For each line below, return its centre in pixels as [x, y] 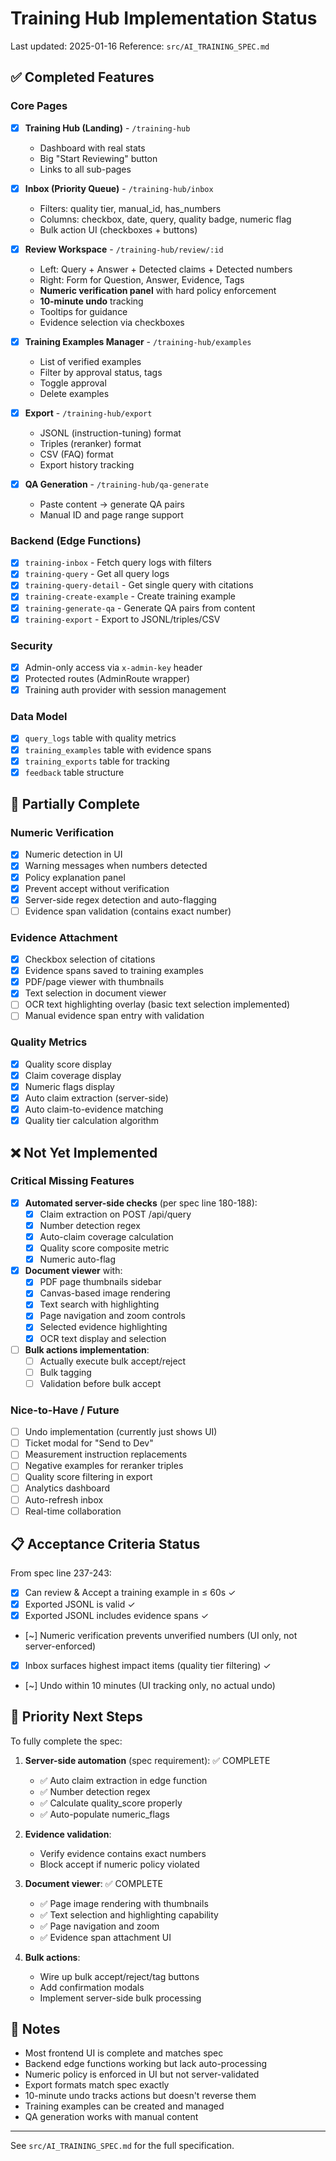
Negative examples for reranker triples [104, 1466]
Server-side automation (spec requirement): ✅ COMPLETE [147, 1760]
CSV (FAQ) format [76, 454]
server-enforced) [60, 1646]
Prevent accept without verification [97, 888]
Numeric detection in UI [73, 854]
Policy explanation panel [75, 877]
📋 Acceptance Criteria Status [105, 1544]
